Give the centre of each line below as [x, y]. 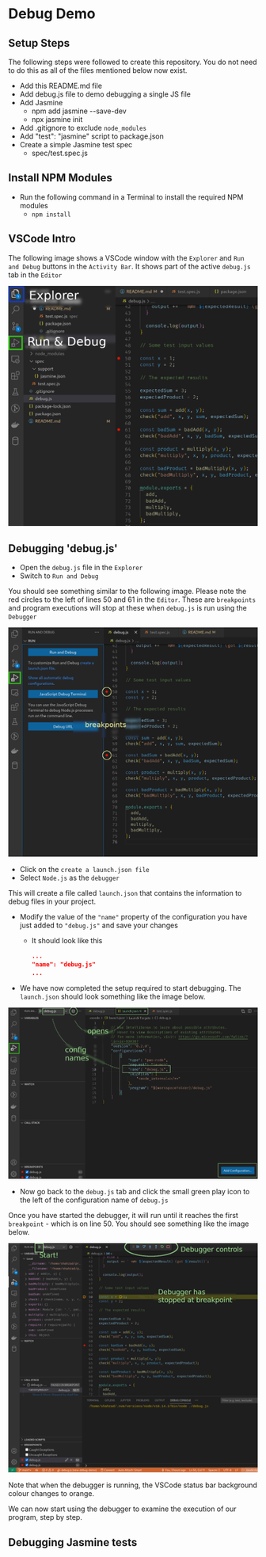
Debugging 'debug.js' [63, 548]
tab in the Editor [35, 275]
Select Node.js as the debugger [70, 878]
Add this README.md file [61, 86]
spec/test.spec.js [60, 153]
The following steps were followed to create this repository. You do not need [133, 62]
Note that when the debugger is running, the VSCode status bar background [133, 1485]
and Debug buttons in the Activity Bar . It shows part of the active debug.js [129, 266]
